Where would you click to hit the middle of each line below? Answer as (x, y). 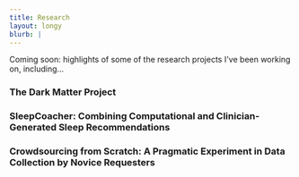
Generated (33, 128)
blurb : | (26, 34)
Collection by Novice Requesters (82, 163)
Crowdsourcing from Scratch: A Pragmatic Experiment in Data (147, 151)
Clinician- (238, 116)
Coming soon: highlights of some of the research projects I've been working (150, 60)
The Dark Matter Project (63, 92)
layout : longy (36, 26)
